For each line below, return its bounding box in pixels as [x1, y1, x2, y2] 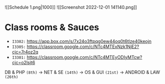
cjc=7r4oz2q [11, 48, 38, 54]
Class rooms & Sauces [4, 22, 99, 33]
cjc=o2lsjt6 [11, 59, 35, 65]
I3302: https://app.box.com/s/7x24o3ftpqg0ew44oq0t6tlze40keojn [11, 38, 152, 44]
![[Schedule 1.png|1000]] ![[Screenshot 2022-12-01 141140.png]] [4, 4, 137, 10]
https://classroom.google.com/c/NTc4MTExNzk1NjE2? [26, 43, 139, 49]
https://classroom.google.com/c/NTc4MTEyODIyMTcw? [26, 54, 142, 60]
